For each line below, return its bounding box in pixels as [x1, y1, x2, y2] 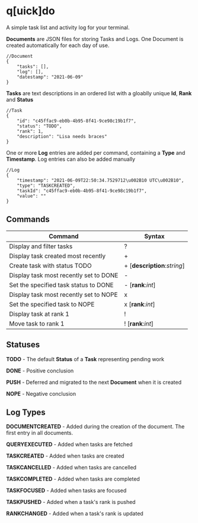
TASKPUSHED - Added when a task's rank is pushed [6, 499, 136, 506]
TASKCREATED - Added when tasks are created [6, 452, 124, 459]
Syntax [144, 232, 165, 240]
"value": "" [17, 193, 46, 199]
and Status [6, 96, 34, 103]
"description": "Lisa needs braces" [17, 133, 108, 139]
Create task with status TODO [9, 261, 92, 270]
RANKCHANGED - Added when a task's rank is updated [6, 510, 143, 517]
